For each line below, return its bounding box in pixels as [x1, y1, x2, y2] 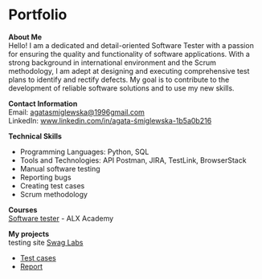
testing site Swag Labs [8, 237, 84, 247]
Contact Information [8, 99, 78, 108]
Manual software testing [19, 164, 100, 173]
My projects [8, 228, 50, 238]
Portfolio [8, 6, 68, 24]
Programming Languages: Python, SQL [19, 147, 149, 156]
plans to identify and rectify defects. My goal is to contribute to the [8, 75, 230, 84]
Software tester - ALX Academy [8, 213, 114, 223]
